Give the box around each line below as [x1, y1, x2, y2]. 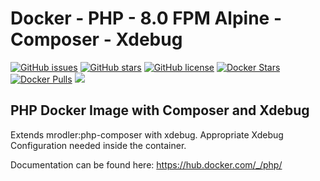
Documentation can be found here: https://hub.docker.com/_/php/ [10, 158, 283, 171]
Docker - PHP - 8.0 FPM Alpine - [10, 7, 283, 30]
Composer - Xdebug [10, 28, 183, 51]
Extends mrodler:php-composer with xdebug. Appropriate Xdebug [10, 128, 284, 141]
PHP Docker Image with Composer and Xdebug [10, 102, 310, 119]
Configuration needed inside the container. [10, 139, 187, 151]
